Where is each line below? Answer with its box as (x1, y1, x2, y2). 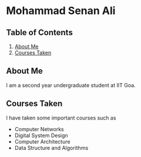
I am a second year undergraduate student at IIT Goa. (6, 81, 136, 88)
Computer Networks (14, 125, 65, 132)
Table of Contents (6, 28, 73, 37)
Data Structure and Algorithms (14, 144, 89, 151)
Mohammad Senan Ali (6, 4, 116, 18)
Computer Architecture (14, 138, 70, 145)
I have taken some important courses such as (6, 114, 116, 121)
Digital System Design (14, 132, 69, 139)
